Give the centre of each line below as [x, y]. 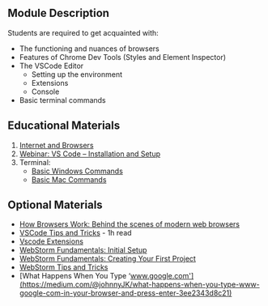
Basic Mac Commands [69, 179]
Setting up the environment [77, 74]
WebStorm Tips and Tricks [64, 267]
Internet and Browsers [56, 145]
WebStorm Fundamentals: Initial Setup [83, 250]
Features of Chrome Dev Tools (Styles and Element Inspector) [123, 57]
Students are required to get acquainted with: [83, 32]
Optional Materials [55, 205]
